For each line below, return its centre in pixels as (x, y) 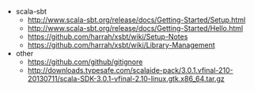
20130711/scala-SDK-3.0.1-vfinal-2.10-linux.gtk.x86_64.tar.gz (126, 79)
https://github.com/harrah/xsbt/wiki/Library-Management (121, 45)
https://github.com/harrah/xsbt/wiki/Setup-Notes (108, 36)
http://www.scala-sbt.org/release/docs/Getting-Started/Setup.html (136, 20)
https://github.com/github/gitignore (85, 62)
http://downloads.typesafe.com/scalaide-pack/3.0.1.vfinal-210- (130, 70)
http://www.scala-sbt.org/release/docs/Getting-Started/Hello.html (135, 28)
